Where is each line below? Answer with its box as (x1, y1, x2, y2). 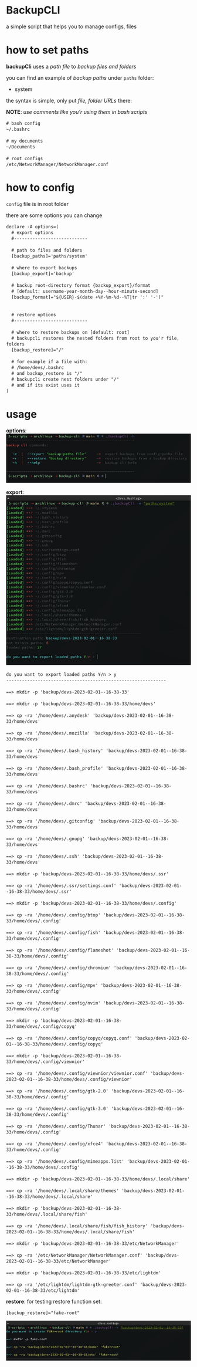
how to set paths (6, 43, 89, 57)
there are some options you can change (6, 212, 103, 219)
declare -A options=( (6, 224, 59, 229)
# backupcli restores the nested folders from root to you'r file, (11, 335, 180, 341)
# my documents (6, 138, 43, 144)
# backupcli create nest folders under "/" (11, 376, 119, 382)
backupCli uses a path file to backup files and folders (6, 63, 137, 70)
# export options (11, 229, 54, 235)
